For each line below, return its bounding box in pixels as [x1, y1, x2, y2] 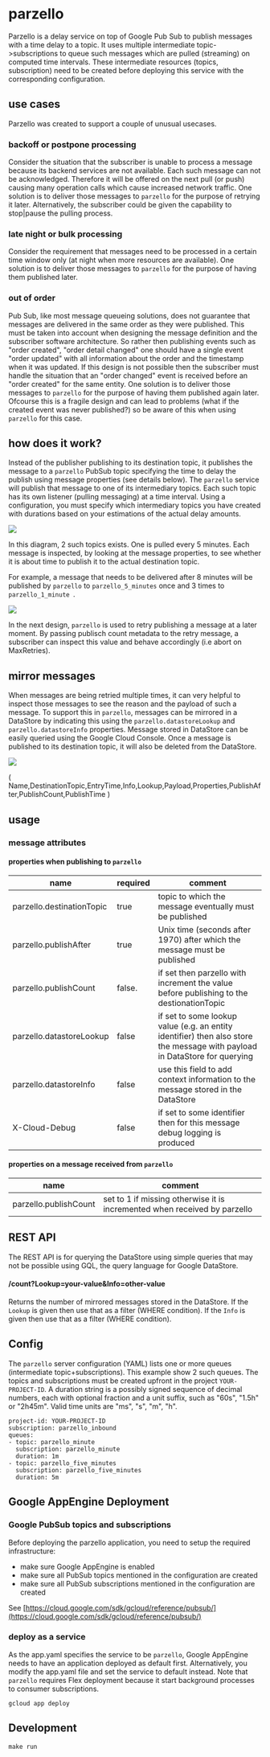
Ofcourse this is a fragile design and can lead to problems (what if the [8, 396, 239, 406]
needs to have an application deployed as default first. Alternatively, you [8, 1658, 247, 1668]
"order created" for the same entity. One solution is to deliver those [8, 379, 231, 388]
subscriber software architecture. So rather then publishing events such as [8, 336, 256, 346]
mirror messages [8, 669, 96, 683]
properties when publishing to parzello [8, 857, 142, 867]
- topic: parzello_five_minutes [8, 1459, 117, 1468]
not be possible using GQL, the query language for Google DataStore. [8, 1260, 239, 1271]
